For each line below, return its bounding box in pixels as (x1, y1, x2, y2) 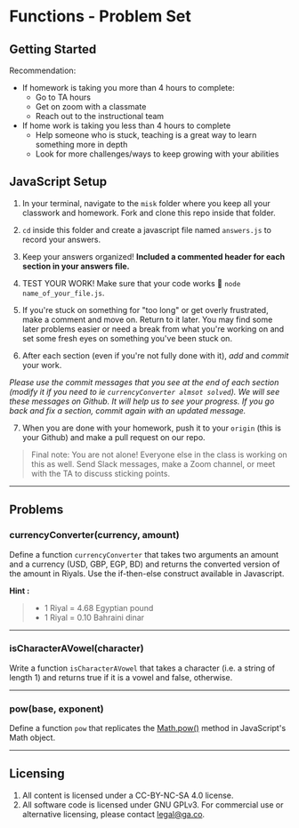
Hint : (9, 585, 30, 596)
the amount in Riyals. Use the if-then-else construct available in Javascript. (9, 567, 285, 579)
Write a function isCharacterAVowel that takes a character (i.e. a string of (9, 663, 276, 673)
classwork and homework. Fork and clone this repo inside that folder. (21, 207, 276, 218)
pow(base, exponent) (9, 703, 104, 715)
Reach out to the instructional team (35, 111, 165, 121)
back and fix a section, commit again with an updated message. (9, 405, 246, 415)
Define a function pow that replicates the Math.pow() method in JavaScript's (9, 723, 287, 734)
